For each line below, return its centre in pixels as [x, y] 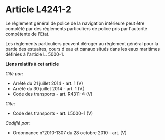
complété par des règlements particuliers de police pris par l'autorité [76, 28]
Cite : [10, 103]
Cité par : [14, 73]
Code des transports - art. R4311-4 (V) [52, 94]
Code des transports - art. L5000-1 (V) [53, 113]
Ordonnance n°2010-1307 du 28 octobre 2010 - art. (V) [69, 133]
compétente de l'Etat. [27, 34]
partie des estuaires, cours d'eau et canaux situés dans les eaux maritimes [83, 49]
